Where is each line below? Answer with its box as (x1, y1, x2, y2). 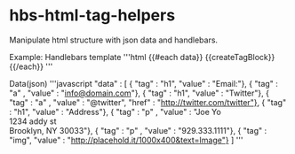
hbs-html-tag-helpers (9, 5, 176, 26)
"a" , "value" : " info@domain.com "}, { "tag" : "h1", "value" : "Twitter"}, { (9, 88, 269, 98)
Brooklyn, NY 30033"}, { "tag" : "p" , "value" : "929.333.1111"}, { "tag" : (9, 125, 267, 135)
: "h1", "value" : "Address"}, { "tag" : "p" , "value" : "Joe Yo (9, 106, 222, 117)
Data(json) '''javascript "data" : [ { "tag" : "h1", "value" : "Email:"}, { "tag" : (9, 78, 278, 89)
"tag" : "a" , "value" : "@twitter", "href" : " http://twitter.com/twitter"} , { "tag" (9, 96, 287, 107)
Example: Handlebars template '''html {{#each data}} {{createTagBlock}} (9, 51, 275, 62)
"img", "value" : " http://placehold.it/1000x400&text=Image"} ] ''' (9, 135, 243, 145)
